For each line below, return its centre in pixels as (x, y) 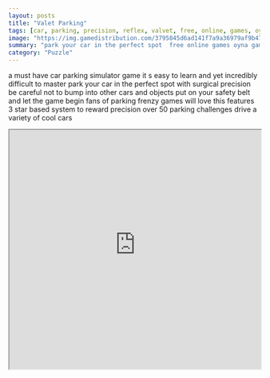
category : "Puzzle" (41, 53)
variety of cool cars (40, 118)
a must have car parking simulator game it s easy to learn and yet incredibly (133, 75)
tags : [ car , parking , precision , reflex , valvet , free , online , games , (130, 30)
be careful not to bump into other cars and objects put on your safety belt (129, 92)
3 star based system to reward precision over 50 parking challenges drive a (133, 109)
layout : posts (32, 16)
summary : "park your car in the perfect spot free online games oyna (128, 45)
